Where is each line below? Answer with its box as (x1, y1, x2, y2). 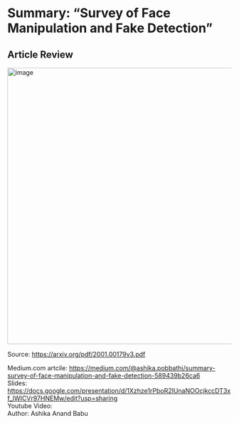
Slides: (7, 379, 27, 387)
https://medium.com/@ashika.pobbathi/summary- (68, 364, 216, 372)
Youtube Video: (7, 402, 53, 410)
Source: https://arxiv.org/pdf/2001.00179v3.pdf (7, 350, 146, 358)
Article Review (7, 48, 73, 61)
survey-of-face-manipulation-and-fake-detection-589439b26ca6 (7, 372, 201, 380)
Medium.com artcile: (7, 364, 68, 372)
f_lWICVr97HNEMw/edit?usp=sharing (7, 394, 118, 402)
